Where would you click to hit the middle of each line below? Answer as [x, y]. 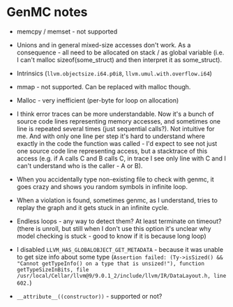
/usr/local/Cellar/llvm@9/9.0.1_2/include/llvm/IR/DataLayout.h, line [121, 276]
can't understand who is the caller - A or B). [80, 165]
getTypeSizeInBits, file [53, 269]
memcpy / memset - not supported [67, 31]
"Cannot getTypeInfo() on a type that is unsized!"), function [111, 263]
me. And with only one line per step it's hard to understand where [111, 136]
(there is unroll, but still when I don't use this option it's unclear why [114, 228]
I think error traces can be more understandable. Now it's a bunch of [115, 114]
